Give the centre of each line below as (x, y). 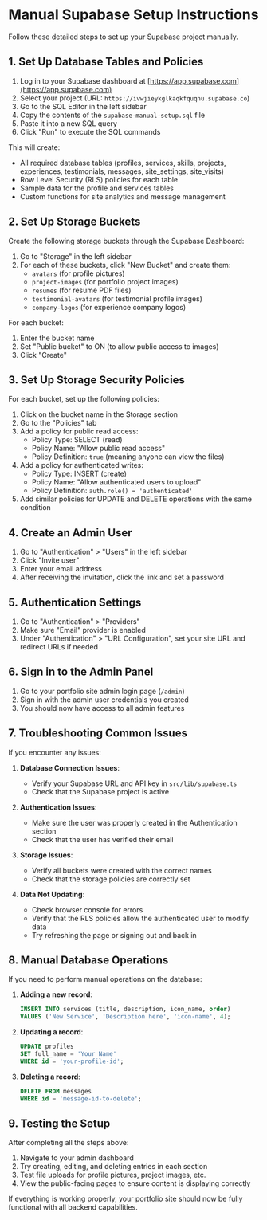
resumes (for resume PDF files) (81, 290)
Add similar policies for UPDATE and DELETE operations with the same (136, 499)
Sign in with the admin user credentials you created (104, 700)
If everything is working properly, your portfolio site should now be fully (126, 1199)
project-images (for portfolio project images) (105, 281)
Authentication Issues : (58, 807)
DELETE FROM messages (55, 1091)
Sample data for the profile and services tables (96, 188)
